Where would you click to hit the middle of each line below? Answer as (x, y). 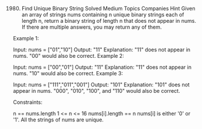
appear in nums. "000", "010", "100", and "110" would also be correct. (97, 91)
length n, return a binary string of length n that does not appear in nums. (109, 21)
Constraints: (28, 102)
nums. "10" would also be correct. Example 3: (68, 73)
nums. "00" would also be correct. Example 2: (69, 56)
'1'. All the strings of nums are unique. (58, 120)
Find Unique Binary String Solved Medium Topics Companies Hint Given (108, 8)
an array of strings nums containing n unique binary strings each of (103, 15)
